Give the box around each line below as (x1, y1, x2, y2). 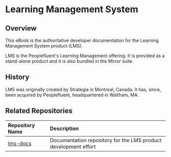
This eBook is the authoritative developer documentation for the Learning (5, 37, 159, 43)
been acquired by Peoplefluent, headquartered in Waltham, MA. (5, 92, 139, 98)
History (5, 73, 30, 82)
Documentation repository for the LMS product (50, 137, 162, 144)
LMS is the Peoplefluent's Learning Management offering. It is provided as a (5, 53, 165, 59)
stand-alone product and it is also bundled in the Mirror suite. (5, 58, 134, 64)
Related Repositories (5, 107, 73, 115)
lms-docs (8, 140, 32, 147)
